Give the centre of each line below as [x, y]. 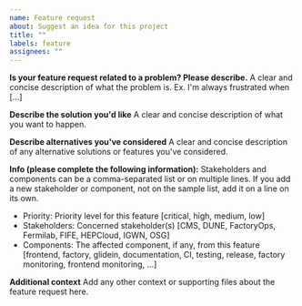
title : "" [28, 35]
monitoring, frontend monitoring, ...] [90, 264]
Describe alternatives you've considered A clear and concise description [149, 142]
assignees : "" [36, 52]
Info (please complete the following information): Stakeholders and [138, 169]
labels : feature [40, 43]
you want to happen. [48, 125]
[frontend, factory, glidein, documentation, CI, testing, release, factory [154, 255]
